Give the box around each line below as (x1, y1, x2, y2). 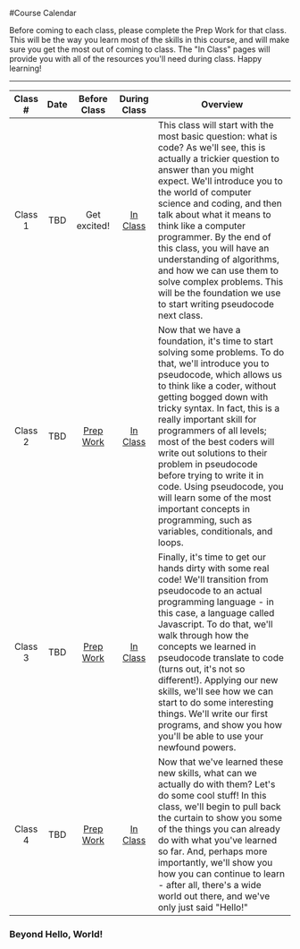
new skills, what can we (157, 767, 257, 779)
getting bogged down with (157, 391, 269, 403)
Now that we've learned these (157, 756, 284, 768)
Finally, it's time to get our (157, 551, 266, 563)
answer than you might (157, 164, 254, 175)
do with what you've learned (157, 834, 278, 846)
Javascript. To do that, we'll (157, 618, 274, 630)
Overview (200, 98, 244, 110)
